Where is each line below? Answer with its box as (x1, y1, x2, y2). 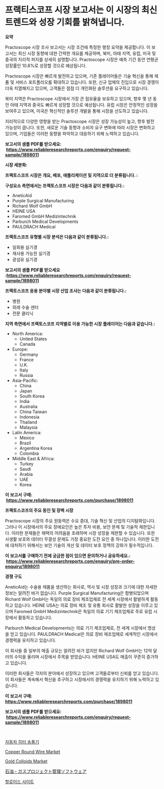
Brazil (19, 440, 31, 446)
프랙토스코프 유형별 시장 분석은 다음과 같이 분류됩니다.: (5, 234, 109, 240)
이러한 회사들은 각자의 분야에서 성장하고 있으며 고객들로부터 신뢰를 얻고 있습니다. (5, 670, 160, 676)
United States (19, 336, 47, 342)
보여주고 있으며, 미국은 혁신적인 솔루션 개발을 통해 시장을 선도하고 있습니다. (5, 108, 149, 114)
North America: (12, 330, 43, 336)
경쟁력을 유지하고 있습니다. (5, 637, 56, 643)
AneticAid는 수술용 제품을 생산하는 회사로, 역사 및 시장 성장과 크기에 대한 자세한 (5, 584, 158, 590)
